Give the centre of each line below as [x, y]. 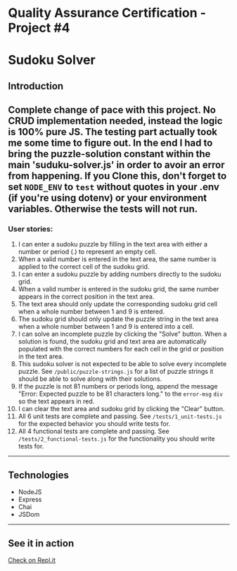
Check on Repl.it [32, 560]
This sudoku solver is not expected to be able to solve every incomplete [122, 364]
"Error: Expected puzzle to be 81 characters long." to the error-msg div [121, 394]
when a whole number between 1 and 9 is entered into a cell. [106, 327]
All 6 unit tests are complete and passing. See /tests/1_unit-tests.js [120, 416]
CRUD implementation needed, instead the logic [115, 121]
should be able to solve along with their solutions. [90, 379]
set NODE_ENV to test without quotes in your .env [114, 187]
